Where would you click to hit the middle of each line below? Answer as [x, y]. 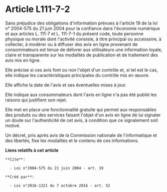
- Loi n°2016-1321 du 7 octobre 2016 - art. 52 [60, 185]
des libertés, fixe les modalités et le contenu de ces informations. [72, 140]
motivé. [13, 125]
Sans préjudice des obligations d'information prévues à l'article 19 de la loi [82, 23]
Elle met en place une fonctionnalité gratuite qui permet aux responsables [81, 109]
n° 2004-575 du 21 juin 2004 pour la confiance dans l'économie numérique [83, 28]
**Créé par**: [20, 177]
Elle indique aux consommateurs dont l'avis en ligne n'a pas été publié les [81, 94]
